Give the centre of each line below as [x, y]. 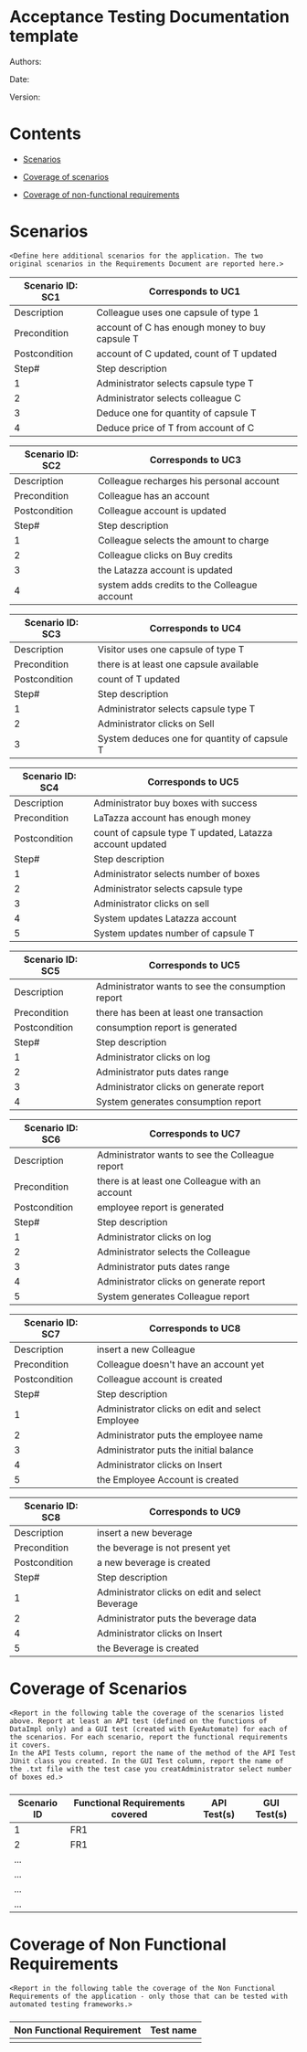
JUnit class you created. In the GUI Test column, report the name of [147, 1761]
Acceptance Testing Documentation [149, 17]
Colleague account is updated [162, 511]
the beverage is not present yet [164, 1548]
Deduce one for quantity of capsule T [176, 413]
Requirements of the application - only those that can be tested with [148, 1996]
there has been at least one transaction [180, 1012]
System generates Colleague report [174, 1296]
